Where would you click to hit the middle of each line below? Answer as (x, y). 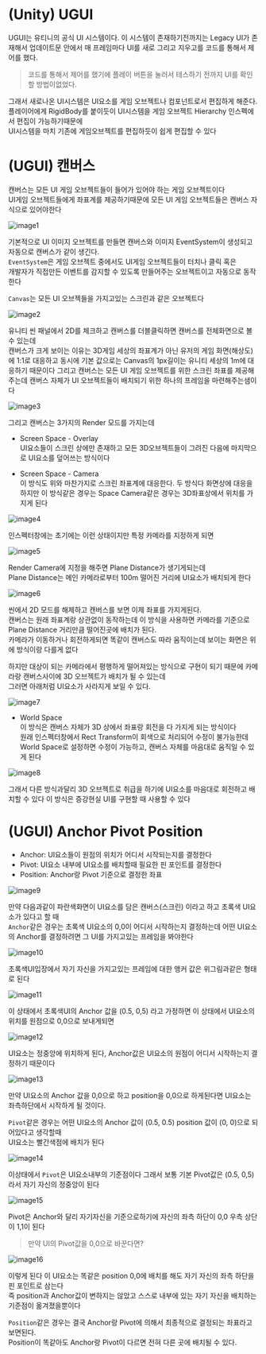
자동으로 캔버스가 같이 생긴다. (54, 251)
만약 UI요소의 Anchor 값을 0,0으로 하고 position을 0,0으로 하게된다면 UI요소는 (130, 1095)
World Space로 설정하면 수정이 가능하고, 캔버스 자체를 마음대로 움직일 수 (133, 747)
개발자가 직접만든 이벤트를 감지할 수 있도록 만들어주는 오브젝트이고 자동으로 (125, 271)
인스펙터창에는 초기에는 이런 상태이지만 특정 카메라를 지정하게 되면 (111, 535)
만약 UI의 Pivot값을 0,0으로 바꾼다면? (86, 1243)
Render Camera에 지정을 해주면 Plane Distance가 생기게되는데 (107, 567)
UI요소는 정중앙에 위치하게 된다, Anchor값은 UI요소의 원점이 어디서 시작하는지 (129, 1053)
